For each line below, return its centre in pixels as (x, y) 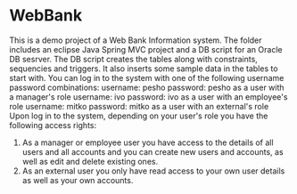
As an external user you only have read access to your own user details (153, 171)
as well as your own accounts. (78, 180)
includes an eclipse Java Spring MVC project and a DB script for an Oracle (146, 49)
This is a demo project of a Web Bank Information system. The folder (136, 40)
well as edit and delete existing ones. (90, 161)
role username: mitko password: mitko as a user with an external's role (139, 106)
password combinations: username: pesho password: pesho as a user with (147, 87)
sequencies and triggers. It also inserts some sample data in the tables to (144, 69)
